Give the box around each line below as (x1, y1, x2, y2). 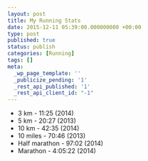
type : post (7, 30, 40, 38)
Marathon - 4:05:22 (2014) (17, 147, 96, 155)
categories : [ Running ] (7, 50, 75, 57)
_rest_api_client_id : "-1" (14, 89, 94, 96)
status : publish (7, 43, 55, 50)
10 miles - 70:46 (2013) (17, 132, 86, 140)
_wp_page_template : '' (14, 70, 81, 77)
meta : (7, 63, 23, 70)
